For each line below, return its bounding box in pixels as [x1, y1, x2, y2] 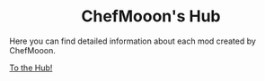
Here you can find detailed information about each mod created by [9, 36, 256, 46]
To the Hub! [9, 62, 53, 73]
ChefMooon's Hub [81, 6, 221, 27]
